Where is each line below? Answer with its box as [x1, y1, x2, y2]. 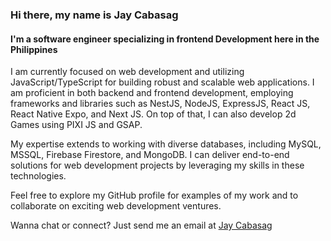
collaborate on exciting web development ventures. [10, 200, 222, 212]
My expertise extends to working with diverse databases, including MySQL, [10, 138, 322, 150]
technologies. [10, 170, 67, 182]
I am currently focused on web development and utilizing [10, 66, 245, 78]
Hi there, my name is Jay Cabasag [10, 8, 179, 22]
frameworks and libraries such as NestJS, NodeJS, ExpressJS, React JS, [10, 98, 311, 110]
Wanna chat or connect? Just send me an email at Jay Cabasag [10, 219, 273, 232]
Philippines [10, 43, 58, 55]
